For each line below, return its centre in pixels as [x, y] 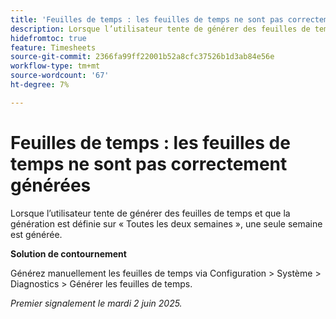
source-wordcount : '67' [60, 76]
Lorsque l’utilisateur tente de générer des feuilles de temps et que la [150, 213]
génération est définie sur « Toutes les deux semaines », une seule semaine [166, 223]
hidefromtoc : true [48, 38]
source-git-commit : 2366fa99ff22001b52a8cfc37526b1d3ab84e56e [142, 57]
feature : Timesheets [53, 47]
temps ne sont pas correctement [149, 163]
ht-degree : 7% [40, 85]
